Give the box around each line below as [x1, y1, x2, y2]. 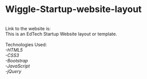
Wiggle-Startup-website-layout [5, 4, 142, 15]
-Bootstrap [5, 57, 28, 63]
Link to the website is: [5, 25, 51, 31]
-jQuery [5, 68, 22, 74]
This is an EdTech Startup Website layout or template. [5, 31, 118, 37]
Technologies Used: [5, 41, 47, 47]
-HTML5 [5, 47, 23, 53]
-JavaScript [5, 63, 30, 69]
